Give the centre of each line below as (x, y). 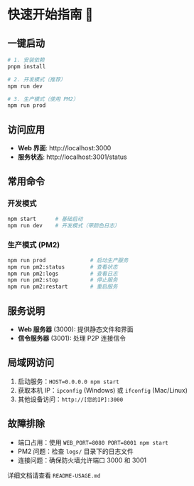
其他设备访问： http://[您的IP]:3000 (70, 399)
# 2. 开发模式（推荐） (37, 79)
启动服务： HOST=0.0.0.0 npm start (68, 381)
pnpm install (27, 66)
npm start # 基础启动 (45, 219)
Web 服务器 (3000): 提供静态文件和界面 (75, 329)
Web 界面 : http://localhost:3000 (64, 148)
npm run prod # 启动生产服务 (68, 260)
